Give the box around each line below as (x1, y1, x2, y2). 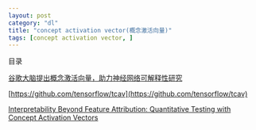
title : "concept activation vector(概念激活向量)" (8, 26, 173, 34)
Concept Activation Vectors (8, 113, 99, 123)
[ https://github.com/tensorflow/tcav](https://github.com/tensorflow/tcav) (8, 89, 248, 99)
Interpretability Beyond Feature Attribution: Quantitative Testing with (8, 105, 231, 114)
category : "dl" (8, 19, 59, 27)
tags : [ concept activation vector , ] (8, 33, 134, 42)
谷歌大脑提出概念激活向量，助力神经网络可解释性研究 (8, 73, 183, 83)
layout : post (8, 11, 52, 20)
